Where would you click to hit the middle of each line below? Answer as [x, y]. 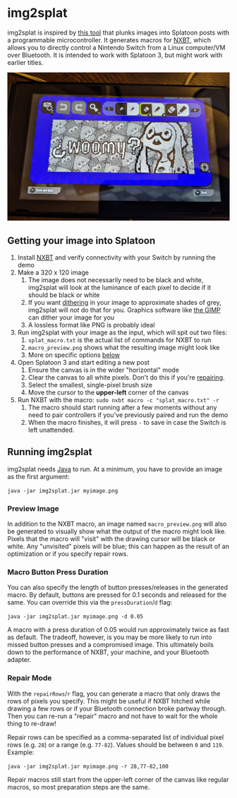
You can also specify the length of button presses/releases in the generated [117, 588]
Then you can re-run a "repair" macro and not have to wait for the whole [113, 716]
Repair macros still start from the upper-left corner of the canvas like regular [118, 779]
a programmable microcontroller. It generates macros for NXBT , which [109, 40]
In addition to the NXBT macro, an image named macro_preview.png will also [117, 524]
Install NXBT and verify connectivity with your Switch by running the [117, 257]
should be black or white [64, 295]
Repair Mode [30, 678]
